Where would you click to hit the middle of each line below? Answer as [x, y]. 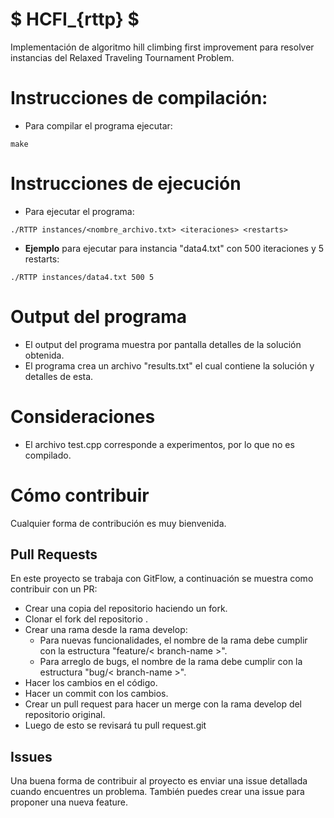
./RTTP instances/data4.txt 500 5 [82, 277]
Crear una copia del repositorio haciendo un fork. [126, 609]
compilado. [48, 455]
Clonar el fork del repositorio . [86, 619]
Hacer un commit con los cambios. [96, 694]
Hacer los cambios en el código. [91, 683]
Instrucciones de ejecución [126, 184]
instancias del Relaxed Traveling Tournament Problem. [122, 57]
